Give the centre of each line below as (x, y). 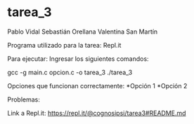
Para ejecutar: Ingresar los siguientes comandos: (78, 58)
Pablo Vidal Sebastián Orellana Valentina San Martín (83, 32)
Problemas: (24, 99)
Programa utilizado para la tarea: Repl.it (64, 45)
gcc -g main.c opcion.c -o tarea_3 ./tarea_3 (70, 72)
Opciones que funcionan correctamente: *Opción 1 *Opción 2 (97, 85)
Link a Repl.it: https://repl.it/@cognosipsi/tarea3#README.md (97, 113)
